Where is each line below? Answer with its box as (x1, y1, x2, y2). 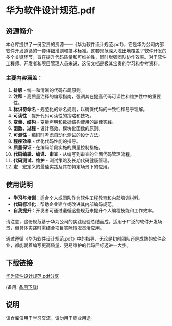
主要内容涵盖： (6, 74, 43, 81)
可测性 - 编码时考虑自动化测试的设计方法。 (13, 132, 104, 138)
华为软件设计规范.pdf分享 (6, 273, 59, 279)
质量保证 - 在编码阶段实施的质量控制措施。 (13, 144, 104, 151)
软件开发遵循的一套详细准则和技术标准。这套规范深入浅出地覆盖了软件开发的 (6, 48, 167, 54)
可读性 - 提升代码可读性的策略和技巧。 (13, 113, 94, 119)
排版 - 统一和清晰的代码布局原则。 (13, 87, 86, 93)
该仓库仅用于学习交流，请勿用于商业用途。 (6, 315, 95, 321)
